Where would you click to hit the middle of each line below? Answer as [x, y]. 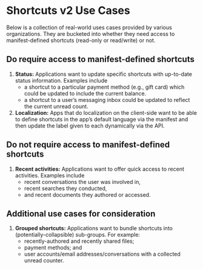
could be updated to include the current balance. [85, 93]
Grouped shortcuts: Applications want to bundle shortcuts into [94, 228]
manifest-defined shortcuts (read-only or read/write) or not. [81, 40]
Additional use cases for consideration [81, 213]
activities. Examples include [50, 175]
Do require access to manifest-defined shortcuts [101, 59]
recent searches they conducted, [65, 188]
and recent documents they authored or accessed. [87, 194]
